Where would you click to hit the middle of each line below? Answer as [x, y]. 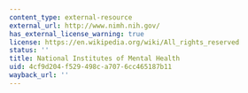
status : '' [29, 50]
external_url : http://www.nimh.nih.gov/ [85, 26]
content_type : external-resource [71, 17]
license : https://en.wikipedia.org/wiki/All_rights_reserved [124, 42]
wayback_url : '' [39, 75]
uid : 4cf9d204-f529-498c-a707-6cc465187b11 [91, 67]
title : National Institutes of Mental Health [94, 58]
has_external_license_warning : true [77, 34]
